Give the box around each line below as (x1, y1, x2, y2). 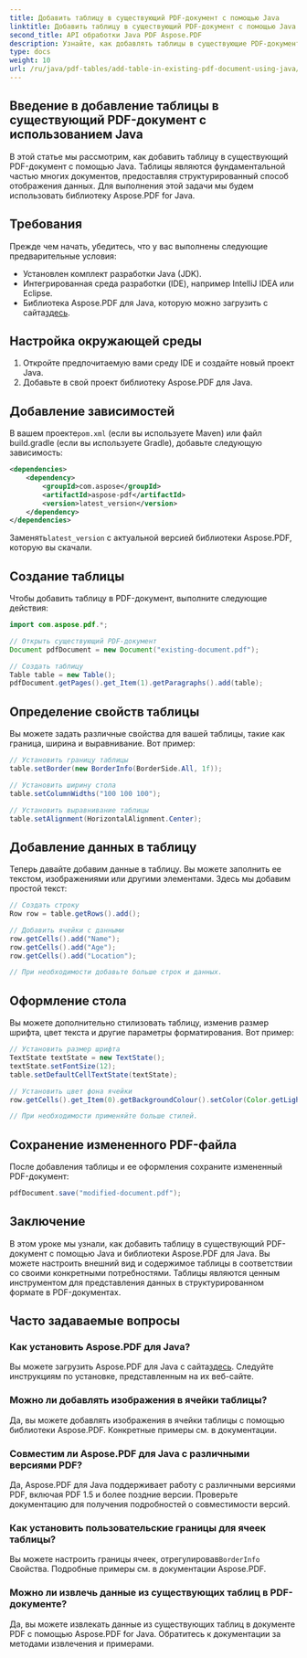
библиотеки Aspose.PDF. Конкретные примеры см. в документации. (9, 1424, 277, 1435)
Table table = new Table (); (9, 670, 117, 679)
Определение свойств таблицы (9, 704, 200, 719)
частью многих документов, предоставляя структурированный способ (9, 170, 290, 181)
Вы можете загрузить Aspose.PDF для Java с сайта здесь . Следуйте (9, 1361, 274, 1372)
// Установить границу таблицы (9, 756, 129, 765)
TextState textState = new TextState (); (9, 1053, 166, 1062)
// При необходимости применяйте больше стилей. (9, 1111, 198, 1121)
